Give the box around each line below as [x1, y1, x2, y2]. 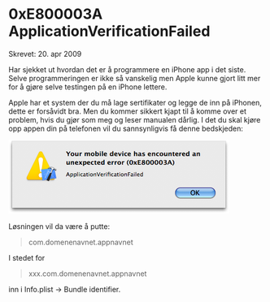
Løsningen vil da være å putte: [8, 221, 111, 231]
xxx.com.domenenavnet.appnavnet [28, 269, 147, 278]
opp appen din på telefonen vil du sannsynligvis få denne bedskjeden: [8, 123, 244, 133]
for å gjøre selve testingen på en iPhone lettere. [8, 82, 168, 92]
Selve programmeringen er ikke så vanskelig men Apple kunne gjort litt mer [8, 73, 261, 83]
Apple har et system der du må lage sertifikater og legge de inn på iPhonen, [8, 97, 262, 107]
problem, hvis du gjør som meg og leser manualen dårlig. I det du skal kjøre [8, 114, 261, 124]
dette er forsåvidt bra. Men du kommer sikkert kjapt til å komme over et [8, 106, 246, 116]
